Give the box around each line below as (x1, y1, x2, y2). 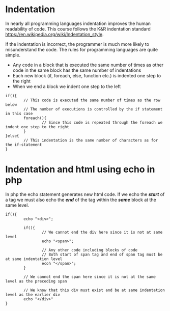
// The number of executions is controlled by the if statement (23, 106, 163, 111)
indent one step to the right (5, 124, 70, 129)
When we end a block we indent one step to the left (12, 83, 121, 90)
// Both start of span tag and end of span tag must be (41, 252, 163, 257)
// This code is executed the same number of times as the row (23, 98, 160, 103)
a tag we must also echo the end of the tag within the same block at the (5, 196, 156, 203)
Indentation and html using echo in (5, 164, 155, 175)
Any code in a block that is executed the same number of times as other (12, 62, 164, 68)
